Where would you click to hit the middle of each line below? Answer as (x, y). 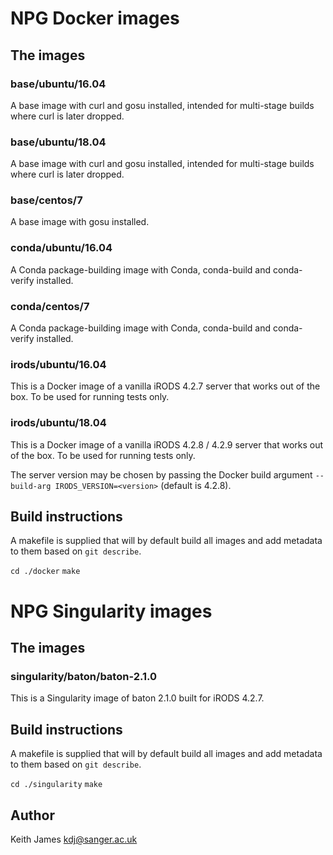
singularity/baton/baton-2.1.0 (84, 676)
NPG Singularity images (111, 611)
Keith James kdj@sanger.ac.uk (74, 839)
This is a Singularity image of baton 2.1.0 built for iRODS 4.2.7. (137, 698)
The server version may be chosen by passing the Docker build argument (161, 474)
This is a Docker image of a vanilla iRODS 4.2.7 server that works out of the (165, 386)
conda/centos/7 (50, 306)
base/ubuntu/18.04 (58, 142)
